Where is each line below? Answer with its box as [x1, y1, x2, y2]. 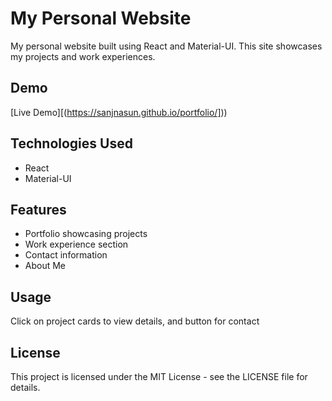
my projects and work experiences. [10, 50, 156, 62]
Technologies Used [10, 135, 133, 152]
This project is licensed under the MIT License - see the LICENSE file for [10, 371, 308, 382]
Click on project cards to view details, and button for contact [10, 315, 260, 327]
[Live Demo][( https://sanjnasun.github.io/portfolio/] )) [10, 106, 228, 118]
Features [10, 201, 67, 218]
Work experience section [24, 238, 129, 251]
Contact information [24, 249, 108, 261]
